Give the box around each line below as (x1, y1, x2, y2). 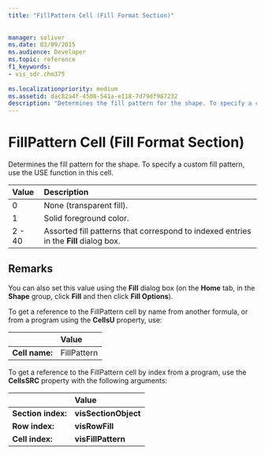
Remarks (8, 262, 54, 276)
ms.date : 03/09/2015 (8, 41, 77, 49)
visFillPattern (74, 433, 126, 444)
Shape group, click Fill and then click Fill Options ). (8, 291, 174, 300)
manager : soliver (8, 33, 65, 42)
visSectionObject (74, 408, 141, 419)
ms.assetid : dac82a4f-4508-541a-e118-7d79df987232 (8, 92, 178, 100)
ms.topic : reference (8, 56, 77, 64)
